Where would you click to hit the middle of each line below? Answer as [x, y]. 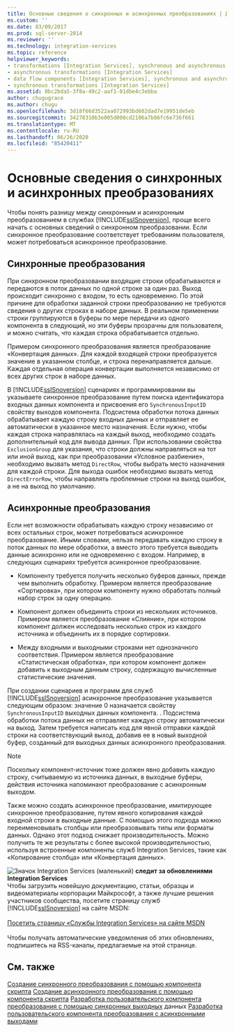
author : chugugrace [36, 99]
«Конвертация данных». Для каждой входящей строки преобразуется [112, 354]
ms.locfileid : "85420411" [45, 144]
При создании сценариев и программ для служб [80, 690]
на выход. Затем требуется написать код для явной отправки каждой [111, 727]
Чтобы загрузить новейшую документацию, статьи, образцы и [101, 885]
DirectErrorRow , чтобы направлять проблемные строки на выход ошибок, [117, 479]
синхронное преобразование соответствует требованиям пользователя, [116, 235]
